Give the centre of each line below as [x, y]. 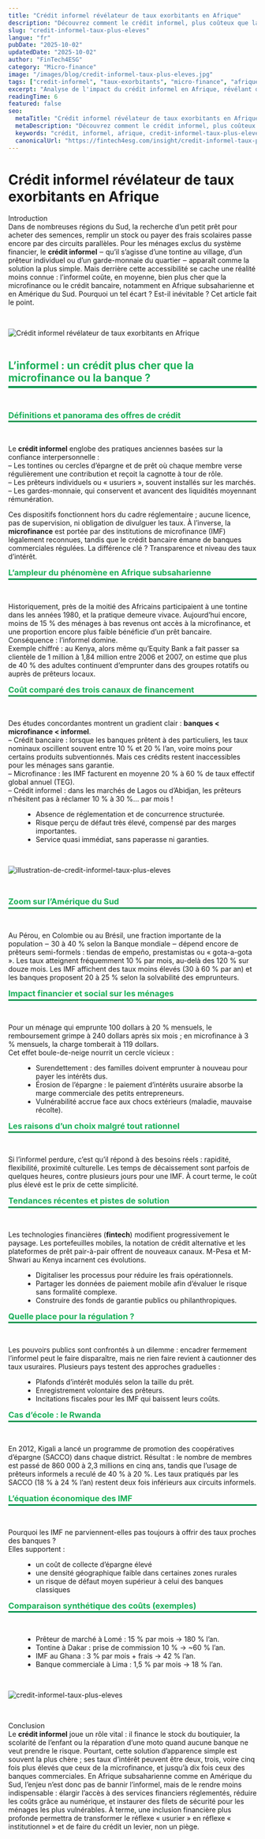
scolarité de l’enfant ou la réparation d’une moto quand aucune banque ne [128, 1742]
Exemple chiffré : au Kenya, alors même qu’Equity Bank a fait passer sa [124, 648]
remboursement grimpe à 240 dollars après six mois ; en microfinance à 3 [129, 1035]
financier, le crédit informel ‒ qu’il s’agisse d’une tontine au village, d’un [125, 252]
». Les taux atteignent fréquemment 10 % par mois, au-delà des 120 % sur [129, 961]
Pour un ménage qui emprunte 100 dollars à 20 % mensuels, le [110, 1027]
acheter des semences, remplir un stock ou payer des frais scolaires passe [130, 235]
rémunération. [31, 499]
